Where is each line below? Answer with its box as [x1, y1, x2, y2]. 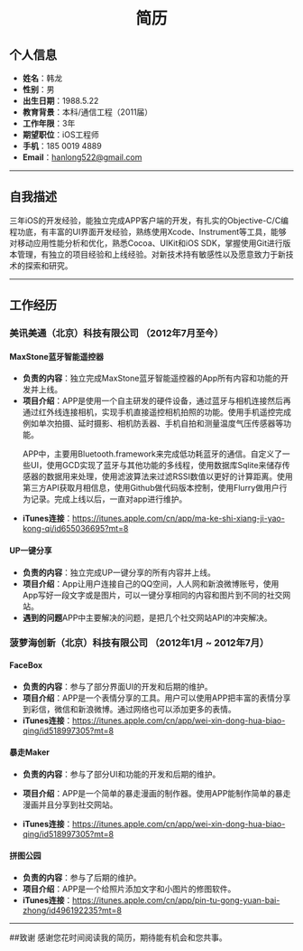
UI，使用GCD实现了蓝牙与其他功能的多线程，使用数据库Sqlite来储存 [30, 460, 282, 471]
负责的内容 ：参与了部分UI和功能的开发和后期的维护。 [22, 768, 221, 779]
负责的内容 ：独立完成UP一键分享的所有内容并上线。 [22, 567, 216, 578]
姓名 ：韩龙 [22, 73, 63, 83]
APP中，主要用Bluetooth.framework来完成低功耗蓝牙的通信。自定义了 [22, 448, 282, 459]
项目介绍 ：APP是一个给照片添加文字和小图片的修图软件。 [22, 883, 236, 895]
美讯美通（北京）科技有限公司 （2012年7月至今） [9, 327, 224, 340]
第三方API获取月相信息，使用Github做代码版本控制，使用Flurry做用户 [22, 483, 280, 494]
